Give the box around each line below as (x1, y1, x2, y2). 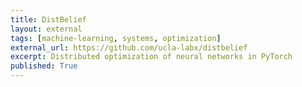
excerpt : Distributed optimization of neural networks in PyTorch (10, 52, 293, 62)
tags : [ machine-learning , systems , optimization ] (10, 33, 222, 43)
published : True (10, 61, 78, 71)
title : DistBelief (10, 14, 87, 25)
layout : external (10, 24, 83, 34)
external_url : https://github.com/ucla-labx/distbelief (10, 42, 248, 53)
